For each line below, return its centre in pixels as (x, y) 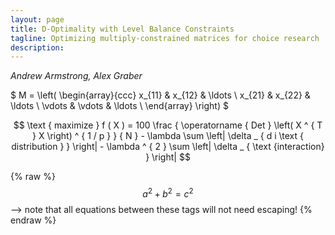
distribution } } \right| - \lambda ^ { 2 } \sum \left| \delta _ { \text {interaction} (168, 147)
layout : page (37, 19)
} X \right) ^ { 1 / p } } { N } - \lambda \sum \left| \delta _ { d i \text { (167, 136)
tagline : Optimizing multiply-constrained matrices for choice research (165, 38)
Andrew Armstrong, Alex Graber (76, 76)
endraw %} (33, 220)
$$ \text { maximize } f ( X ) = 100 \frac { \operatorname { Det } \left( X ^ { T (168, 125)
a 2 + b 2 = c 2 (168, 193)
